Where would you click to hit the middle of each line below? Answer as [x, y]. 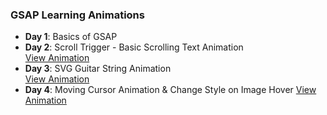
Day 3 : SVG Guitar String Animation [98, 69]
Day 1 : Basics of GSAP [71, 37]
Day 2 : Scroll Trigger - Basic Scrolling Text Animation [134, 47]
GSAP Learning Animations [77, 15]
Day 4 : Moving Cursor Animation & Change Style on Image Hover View [170, 90]
